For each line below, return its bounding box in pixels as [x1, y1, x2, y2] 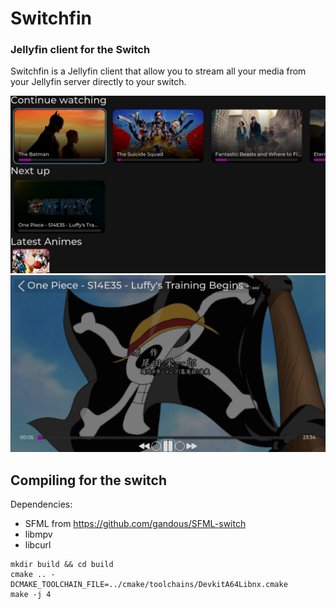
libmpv [24, 528, 53, 541]
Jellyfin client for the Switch [10, 43, 151, 57]
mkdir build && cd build [10, 560, 114, 570]
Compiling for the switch [10, 472, 168, 489]
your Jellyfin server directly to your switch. [10, 76, 187, 88]
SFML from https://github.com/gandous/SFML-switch [24, 518, 247, 530]
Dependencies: [10, 498, 73, 511]
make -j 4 [10, 590, 52, 600]
